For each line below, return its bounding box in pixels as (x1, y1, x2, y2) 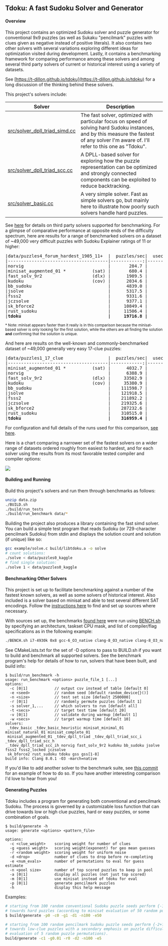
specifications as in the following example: (5, 628, 93, 634)
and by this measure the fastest (80, 130, 155, 137)
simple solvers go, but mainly (80, 196, 149, 203)
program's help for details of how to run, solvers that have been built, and (5, 657, 157, 663)
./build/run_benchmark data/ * (5, 511, 68, 517)
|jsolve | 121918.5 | (5, 390, 148, 396)
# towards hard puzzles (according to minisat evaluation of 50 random (5, 908, 157, 913)
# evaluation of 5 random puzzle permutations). (5, 931, 108, 936)
